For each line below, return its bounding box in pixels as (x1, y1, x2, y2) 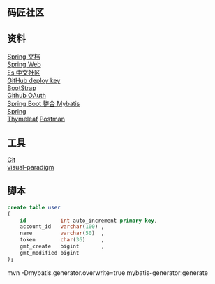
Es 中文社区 (7, 68, 40, 77)
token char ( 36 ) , (20, 237, 105, 244)
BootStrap (7, 84, 36, 92)
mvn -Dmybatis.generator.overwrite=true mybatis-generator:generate (7, 268, 208, 277)
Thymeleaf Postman (7, 114, 65, 124)
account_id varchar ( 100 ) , (20, 223, 105, 230)
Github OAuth (7, 91, 47, 100)
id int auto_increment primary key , (20, 217, 158, 224)
